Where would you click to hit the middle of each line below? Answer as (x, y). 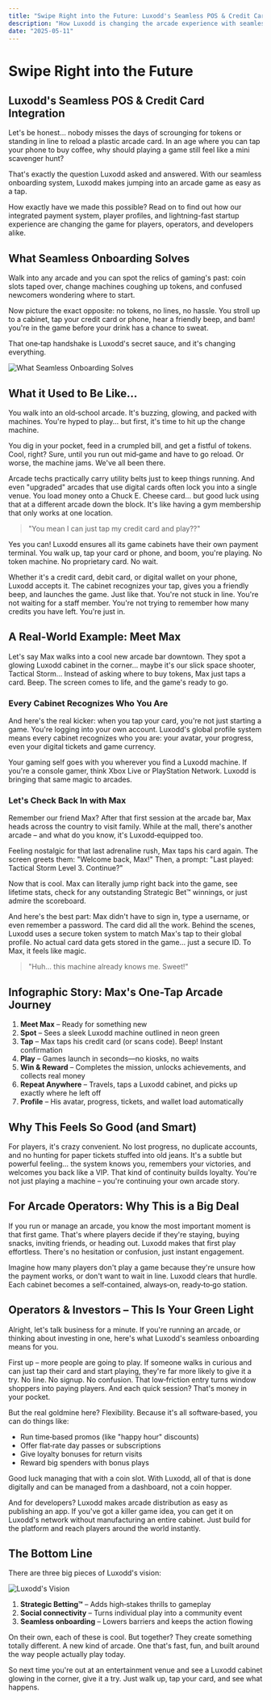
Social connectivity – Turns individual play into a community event (131, 1613)
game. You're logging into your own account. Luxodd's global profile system (135, 730)
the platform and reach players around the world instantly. (105, 1528)
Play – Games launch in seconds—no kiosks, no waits (109, 1059)
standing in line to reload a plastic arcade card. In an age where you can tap (134, 142)
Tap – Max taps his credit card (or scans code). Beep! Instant (121, 1041)
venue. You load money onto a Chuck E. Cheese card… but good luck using (134, 496)
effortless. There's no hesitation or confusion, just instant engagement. (126, 1252)
